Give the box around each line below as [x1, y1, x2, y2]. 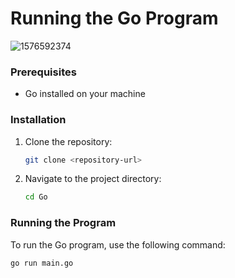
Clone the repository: [24, 135, 113, 147]
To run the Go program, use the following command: [10, 238, 226, 251]
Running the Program [10, 216, 117, 230]
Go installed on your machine [24, 88, 146, 100]
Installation [10, 113, 67, 127]
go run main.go [10, 258, 74, 268]
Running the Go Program [10, 7, 219, 30]
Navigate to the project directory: [24, 173, 162, 185]
